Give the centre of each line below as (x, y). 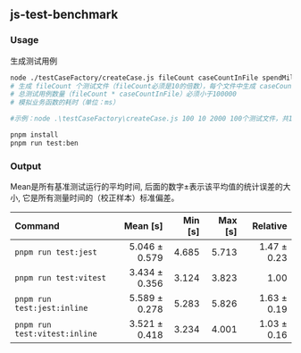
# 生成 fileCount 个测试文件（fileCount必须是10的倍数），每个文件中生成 (133, 86)
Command (38, 226)
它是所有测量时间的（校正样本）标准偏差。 (100, 198)
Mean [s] (143, 226)
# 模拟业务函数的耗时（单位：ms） (65, 103)
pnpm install (34, 135)
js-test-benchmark (64, 15)
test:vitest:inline (56, 334)
